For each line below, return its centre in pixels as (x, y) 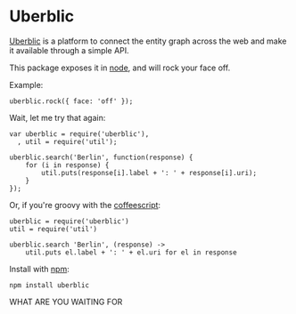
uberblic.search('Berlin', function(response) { (101, 157)
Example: (26, 85)
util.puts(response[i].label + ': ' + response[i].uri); (149, 173)
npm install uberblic (49, 285)
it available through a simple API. (69, 50)
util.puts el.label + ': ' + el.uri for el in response (132, 252)
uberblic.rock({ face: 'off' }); (71, 101)
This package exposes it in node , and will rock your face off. (120, 68)
